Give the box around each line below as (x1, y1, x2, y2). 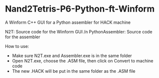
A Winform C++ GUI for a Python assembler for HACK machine (5, 19, 131, 25)
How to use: (5, 43, 29, 49)
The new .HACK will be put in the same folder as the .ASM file (12, 68, 136, 74)
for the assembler (5, 34, 40, 40)
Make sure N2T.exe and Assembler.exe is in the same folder (12, 52, 132, 59)
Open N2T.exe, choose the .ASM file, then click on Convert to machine (12, 58, 154, 63)
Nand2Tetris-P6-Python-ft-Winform (5, 3, 155, 15)
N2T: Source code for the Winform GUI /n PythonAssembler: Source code (5, 29, 153, 34)
